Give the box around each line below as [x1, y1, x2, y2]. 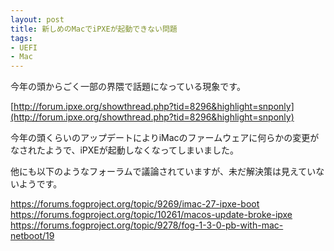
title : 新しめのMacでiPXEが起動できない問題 [10, 24, 178, 34]
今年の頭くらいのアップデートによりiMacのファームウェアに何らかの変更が [10, 132, 320, 144]
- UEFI [10, 42, 38, 53]
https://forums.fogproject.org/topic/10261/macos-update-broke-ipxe [10, 209, 293, 221]
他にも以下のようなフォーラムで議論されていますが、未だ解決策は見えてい [10, 166, 317, 178]
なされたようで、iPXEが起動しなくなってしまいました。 [10, 144, 240, 156]
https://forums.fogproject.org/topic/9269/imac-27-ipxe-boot [10, 198, 260, 210]
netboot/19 [10, 230, 55, 242]
